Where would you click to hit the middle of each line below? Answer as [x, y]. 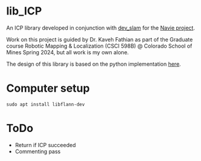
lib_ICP [24, 11]
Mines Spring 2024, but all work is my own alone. [68, 52]
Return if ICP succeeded [45, 145]
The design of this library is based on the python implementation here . [94, 64]
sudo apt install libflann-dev [46, 104]
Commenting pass [38, 151]
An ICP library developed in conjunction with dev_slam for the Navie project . [101, 28]
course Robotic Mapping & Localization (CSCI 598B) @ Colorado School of [99, 46]
